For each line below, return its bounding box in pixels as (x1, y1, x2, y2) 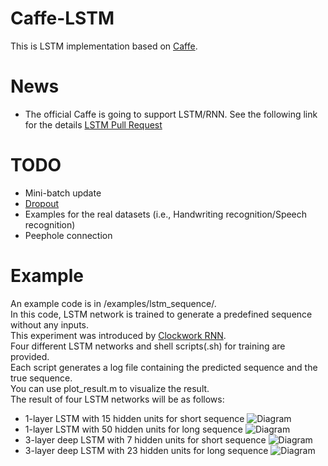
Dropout (24, 197, 60, 209)
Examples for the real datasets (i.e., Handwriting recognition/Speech (24, 208, 308, 220)
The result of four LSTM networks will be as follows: (10, 393, 225, 405)
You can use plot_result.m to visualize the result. (10, 382, 210, 394)
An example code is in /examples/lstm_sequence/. (10, 297, 217, 309)
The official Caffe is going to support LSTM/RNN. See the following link (24, 108, 318, 120)
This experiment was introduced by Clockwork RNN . (10, 329, 227, 341)
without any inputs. (10, 318, 90, 331)
